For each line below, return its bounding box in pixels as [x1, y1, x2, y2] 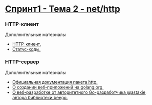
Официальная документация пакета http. [12, 79, 98, 85]
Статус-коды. [12, 46, 41, 52]
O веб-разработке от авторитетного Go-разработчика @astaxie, [12, 89, 147, 95]
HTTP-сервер [5, 58, 40, 65]
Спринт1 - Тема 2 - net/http [5, 3, 121, 15]
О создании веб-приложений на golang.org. [12, 84, 104, 90]
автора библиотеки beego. [12, 94, 68, 100]
